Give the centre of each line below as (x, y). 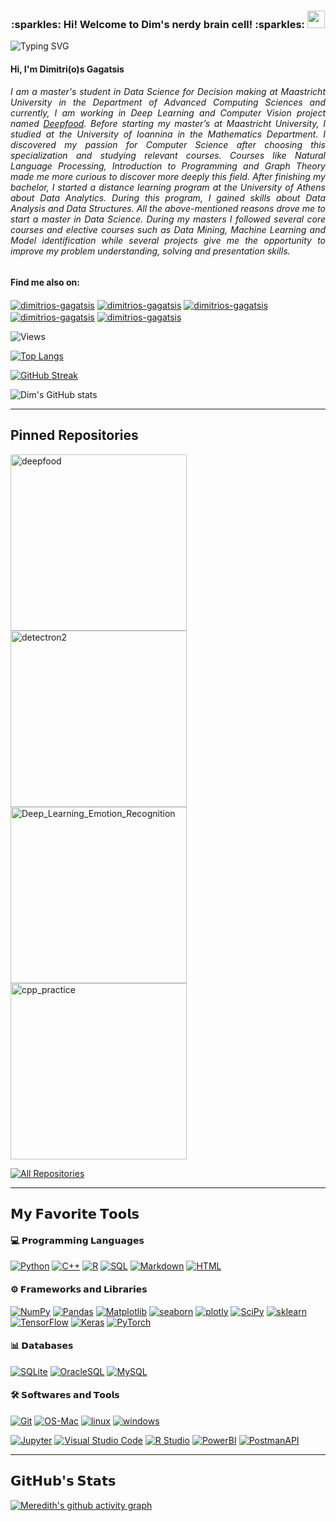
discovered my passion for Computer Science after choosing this (168, 145)
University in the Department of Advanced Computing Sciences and (168, 102)
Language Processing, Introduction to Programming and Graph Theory (168, 166)
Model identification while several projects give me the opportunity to (168, 241)
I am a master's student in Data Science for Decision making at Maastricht (168, 92)
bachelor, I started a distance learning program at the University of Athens (168, 187)
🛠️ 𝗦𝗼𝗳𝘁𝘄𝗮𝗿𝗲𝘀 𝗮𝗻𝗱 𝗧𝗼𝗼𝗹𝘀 (65, 1395)
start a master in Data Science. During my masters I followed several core (168, 219)
